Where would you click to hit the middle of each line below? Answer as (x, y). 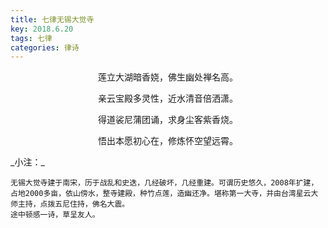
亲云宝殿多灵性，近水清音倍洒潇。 (168, 98)
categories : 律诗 (45, 47)
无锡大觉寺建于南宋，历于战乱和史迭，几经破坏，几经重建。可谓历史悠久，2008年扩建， (164, 183)
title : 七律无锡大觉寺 (52, 19)
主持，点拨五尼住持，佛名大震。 (73, 204)
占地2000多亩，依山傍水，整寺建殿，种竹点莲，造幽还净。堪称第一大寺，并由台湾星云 (161, 194)
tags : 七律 (31, 38)
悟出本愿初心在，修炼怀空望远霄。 (168, 141)
